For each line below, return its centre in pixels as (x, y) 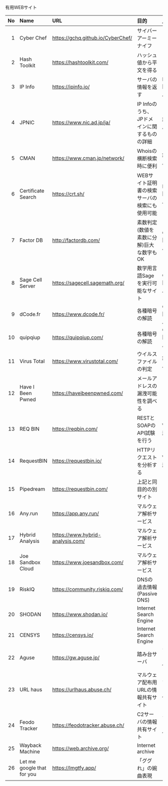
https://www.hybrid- (77, 535)
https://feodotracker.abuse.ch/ (88, 725)
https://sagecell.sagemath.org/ (88, 283)
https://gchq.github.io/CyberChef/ (92, 38)
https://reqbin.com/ (75, 429)
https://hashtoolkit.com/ (80, 62)
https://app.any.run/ (75, 514)
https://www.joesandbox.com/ (88, 562)
